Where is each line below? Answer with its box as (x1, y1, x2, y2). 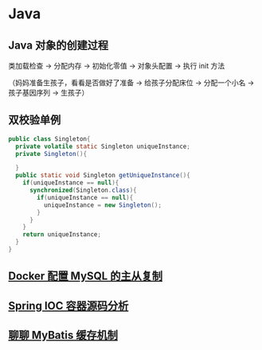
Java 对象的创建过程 (8, 38, 109, 52)
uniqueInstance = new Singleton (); (43, 200, 162, 209)
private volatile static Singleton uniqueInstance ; (15, 142, 191, 150)
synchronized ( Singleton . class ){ (29, 186, 137, 195)
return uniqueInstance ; (22, 231, 102, 239)
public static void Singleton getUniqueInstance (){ (15, 172, 191, 180)
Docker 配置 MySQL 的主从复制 (8, 270, 163, 283)
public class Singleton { (8, 134, 91, 143)
